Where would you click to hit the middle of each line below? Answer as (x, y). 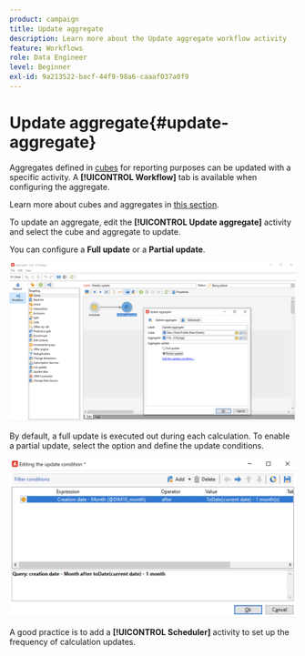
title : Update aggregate (56, 29)
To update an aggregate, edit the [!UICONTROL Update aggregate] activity (150, 222)
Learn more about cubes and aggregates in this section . (115, 204)
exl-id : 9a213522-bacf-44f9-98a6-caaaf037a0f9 (99, 77)
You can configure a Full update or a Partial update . (107, 249)
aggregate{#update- (149, 123)
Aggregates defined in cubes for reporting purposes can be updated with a (150, 167)
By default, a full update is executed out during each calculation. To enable (150, 436)
